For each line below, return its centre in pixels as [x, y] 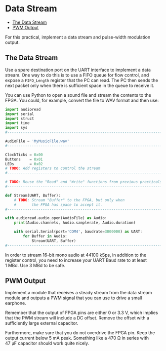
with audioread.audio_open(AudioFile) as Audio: [56, 218]
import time [17, 123]
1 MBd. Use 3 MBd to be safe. [35, 265]
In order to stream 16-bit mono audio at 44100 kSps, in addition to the [76, 255]
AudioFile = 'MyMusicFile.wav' [37, 141]
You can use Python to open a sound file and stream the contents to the [78, 95]
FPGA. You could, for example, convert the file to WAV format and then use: [82, 100]
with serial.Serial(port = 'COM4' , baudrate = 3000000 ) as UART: [78, 232]
